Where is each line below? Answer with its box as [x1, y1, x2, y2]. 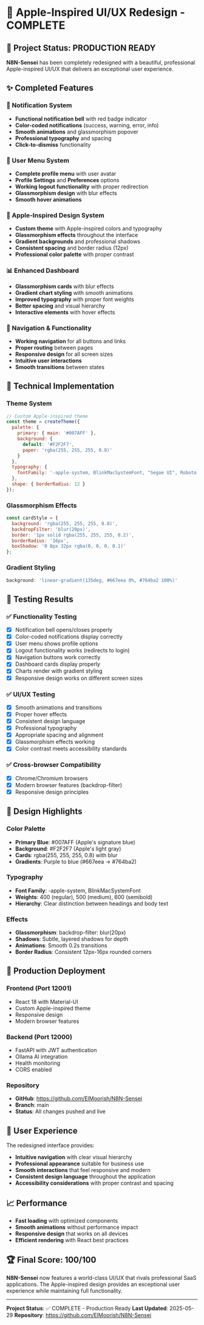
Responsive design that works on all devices [15, 1230, 129, 1237]
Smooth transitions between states [15, 363, 105, 370]
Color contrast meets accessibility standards [15, 745, 127, 752]
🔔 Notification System [6, 101, 72, 110]
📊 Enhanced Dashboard [6, 266, 80, 275]
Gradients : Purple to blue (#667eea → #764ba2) [15, 858, 137, 865]
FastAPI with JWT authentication [15, 1047, 97, 1054]
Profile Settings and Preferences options [15, 176, 120, 183]
